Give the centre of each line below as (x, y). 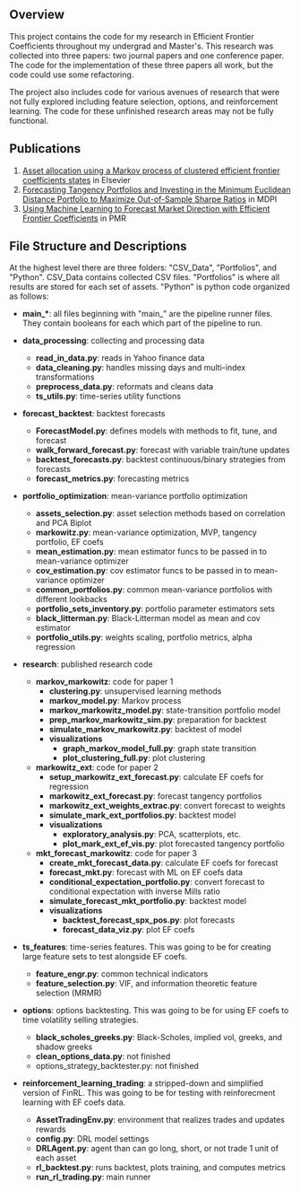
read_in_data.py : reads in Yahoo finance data (120, 358)
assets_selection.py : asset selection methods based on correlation (160, 513)
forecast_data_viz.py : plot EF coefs (129, 930)
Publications (45, 149)
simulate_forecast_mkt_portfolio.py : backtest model (148, 901)
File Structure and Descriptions (98, 246)
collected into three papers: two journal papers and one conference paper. (147, 55)
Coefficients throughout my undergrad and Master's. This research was (141, 46)
